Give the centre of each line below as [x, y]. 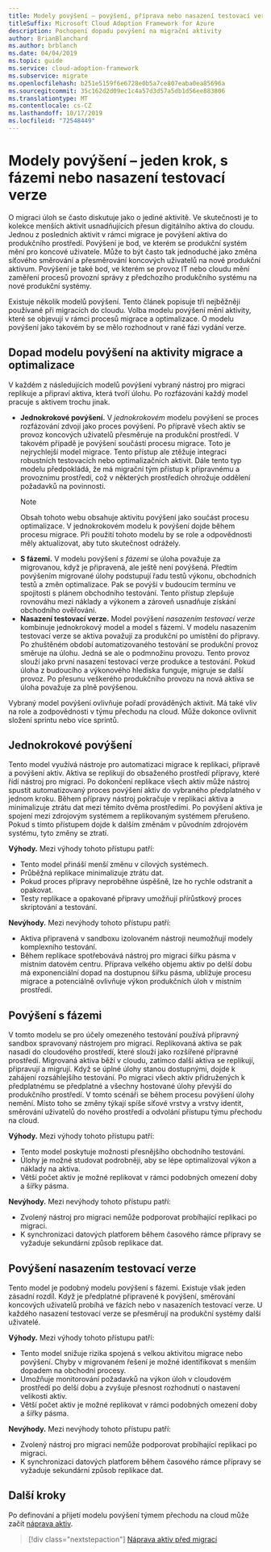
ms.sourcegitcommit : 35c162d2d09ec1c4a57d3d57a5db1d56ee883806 [117, 91]
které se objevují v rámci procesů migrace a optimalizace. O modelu [121, 319]
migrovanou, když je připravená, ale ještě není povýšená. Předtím [129, 567]
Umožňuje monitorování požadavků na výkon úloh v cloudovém [125, 1379]
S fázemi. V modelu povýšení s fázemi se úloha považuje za [120, 558]
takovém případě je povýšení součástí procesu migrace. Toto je [125, 443]
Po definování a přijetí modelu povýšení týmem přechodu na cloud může [129, 1515]
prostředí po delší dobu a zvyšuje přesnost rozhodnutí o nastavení [130, 1387]
